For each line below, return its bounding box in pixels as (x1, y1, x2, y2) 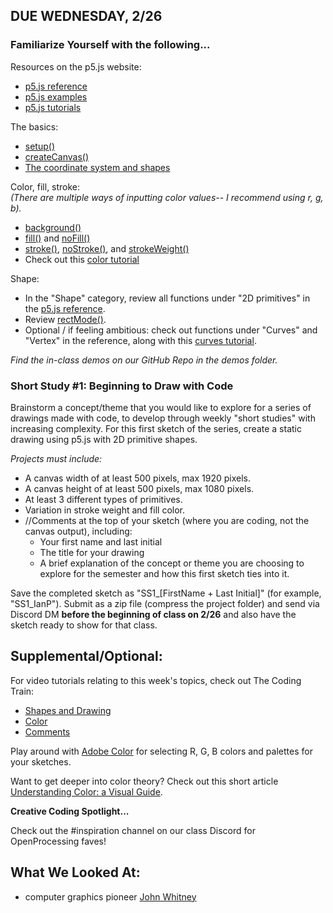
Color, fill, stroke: (10, 180, 81, 193)
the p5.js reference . (24, 302, 106, 314)
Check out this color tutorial (24, 253, 140, 265)
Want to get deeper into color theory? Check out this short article (10, 775, 279, 787)
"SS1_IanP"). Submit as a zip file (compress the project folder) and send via (10, 597, 320, 609)
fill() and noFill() (24, 232, 91, 244)
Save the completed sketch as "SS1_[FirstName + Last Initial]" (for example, (10, 587, 322, 599)
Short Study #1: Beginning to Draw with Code (10, 379, 234, 393)
